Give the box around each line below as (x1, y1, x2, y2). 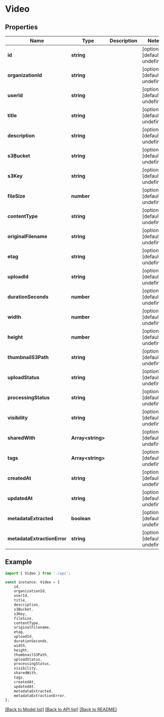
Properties (5, 23, 38, 31)
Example (5, 558, 32, 566)
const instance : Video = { (5, 580, 60, 585)
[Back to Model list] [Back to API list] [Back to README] (5, 707, 117, 713)
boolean (71, 515, 91, 522)
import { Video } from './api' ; (5, 570, 71, 576)
